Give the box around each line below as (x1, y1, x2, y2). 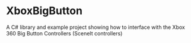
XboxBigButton (6, 4, 83, 18)
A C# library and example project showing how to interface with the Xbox (6, 24, 185, 31)
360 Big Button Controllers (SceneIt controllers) (6, 29, 123, 37)
